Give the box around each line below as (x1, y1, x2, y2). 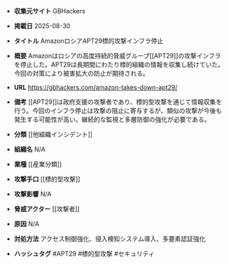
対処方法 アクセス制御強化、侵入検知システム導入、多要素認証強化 (13, 235, 206, 243)
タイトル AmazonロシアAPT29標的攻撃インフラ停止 (13, 37, 164, 45)
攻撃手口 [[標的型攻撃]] (13, 175, 81, 183)
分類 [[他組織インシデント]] (13, 130, 93, 138)
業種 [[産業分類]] (13, 160, 62, 168)
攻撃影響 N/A (13, 190, 52, 198)
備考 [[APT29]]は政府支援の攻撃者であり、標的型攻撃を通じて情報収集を (13, 98, 223, 106)
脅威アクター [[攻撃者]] (13, 205, 80, 213)
